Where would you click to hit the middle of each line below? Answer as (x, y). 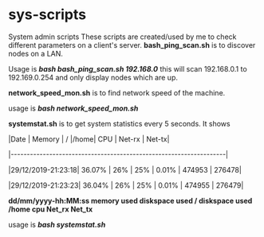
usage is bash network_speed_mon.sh (73, 108)
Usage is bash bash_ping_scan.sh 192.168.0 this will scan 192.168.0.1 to (128, 68)
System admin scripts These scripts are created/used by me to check (122, 37)
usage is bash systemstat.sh (57, 224)
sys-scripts (47, 15)
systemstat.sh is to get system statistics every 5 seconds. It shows (119, 123)
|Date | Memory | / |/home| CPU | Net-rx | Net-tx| (89, 139)
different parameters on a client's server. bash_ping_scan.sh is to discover (132, 45)
